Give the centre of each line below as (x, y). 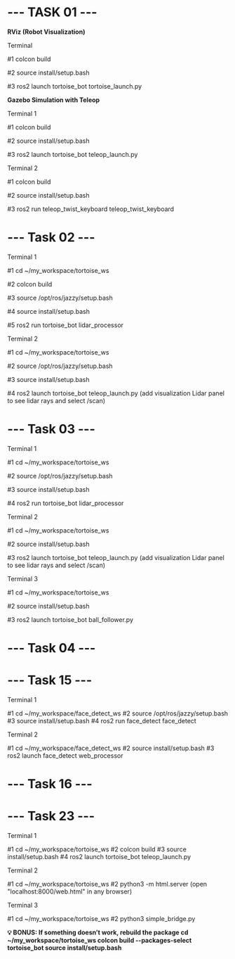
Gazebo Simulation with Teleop (54, 100)
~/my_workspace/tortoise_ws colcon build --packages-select (100, 941)
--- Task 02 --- (51, 237)
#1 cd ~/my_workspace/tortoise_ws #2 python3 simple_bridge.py (101, 919)
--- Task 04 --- (52, 648)
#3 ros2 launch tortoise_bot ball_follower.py (70, 619)
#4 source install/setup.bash (48, 311)
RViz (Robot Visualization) (46, 32)
